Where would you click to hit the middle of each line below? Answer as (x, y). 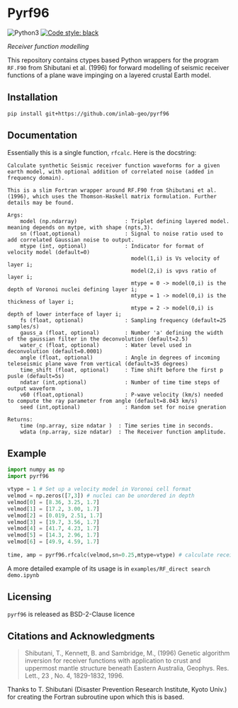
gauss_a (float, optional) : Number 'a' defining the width (121, 333)
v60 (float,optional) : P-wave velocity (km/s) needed (121, 394)
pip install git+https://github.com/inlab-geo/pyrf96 (89, 114)
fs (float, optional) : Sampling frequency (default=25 (123, 320)
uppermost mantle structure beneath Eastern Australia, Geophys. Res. (127, 668)
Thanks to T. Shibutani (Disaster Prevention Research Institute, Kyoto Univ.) (117, 690)
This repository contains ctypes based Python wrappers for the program (113, 60)
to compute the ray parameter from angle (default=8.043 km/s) (103, 401)
